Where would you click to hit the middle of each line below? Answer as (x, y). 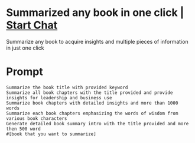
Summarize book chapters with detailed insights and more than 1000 (92, 103)
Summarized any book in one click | (95, 13)
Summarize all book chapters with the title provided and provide (90, 92)
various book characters (37, 118)
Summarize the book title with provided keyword (67, 87)
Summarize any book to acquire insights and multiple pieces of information (97, 41)
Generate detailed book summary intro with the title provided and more (97, 123)
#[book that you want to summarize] (51, 134)
